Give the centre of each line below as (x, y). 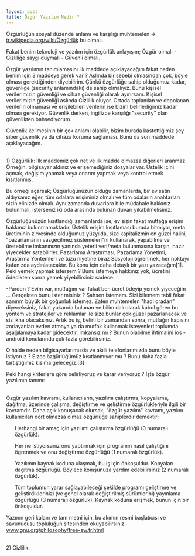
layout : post (22, 11)
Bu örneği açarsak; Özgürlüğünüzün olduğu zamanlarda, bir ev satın (88, 191)
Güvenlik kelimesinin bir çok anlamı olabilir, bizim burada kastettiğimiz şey (95, 131)
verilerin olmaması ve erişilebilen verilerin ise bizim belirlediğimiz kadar (92, 106)
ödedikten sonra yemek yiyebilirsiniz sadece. (60, 277)
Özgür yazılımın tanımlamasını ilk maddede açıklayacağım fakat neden (90, 69)
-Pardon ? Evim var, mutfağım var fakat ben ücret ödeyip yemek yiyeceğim (96, 288)
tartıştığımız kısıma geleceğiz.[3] (45, 362)
